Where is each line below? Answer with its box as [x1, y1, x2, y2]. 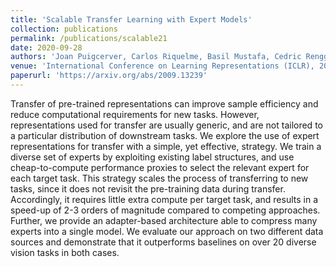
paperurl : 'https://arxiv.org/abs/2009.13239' [10, 71, 208, 81]
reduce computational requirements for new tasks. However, [10, 108, 260, 120]
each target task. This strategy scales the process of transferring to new [10, 172, 309, 184]
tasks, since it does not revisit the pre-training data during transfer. [10, 182, 286, 195]
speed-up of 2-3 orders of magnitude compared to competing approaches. [10, 204, 321, 216]
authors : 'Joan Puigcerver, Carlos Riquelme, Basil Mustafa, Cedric [10, 52, 302, 62]
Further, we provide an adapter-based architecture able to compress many [10, 214, 318, 226]
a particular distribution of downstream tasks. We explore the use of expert [10, 129, 320, 141]
